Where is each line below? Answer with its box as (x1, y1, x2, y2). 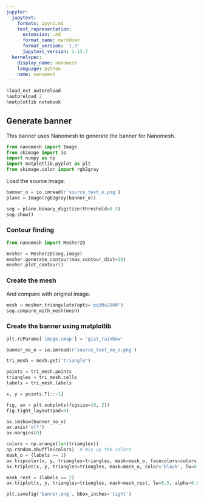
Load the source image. (6, 178, 66, 185)
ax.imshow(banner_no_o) (6, 418, 67, 425)
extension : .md (22, 32, 61, 38)
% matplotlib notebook (6, 99, 61, 105)
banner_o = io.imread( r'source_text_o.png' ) (6, 189, 121, 195)
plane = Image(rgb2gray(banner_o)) (6, 195, 97, 201)
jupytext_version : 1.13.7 (22, 49, 88, 55)
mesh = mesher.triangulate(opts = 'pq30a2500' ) (6, 302, 123, 308)
